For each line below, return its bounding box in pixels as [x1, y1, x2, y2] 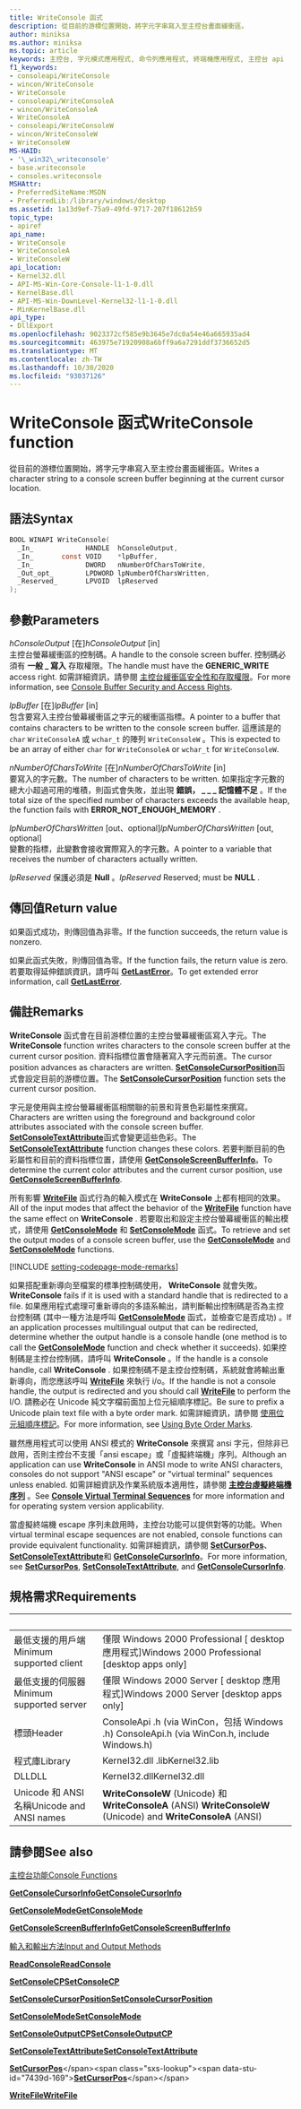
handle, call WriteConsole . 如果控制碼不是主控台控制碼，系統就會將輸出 [9, 1364, 278, 1375]
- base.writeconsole [9, 163, 87, 172]
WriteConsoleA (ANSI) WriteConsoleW [102, 1799, 271, 1811]
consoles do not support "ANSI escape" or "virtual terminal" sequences [9, 1468, 273, 1479]
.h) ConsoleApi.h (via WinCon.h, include [102, 1727, 271, 1740]
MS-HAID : [9, 146, 42, 155]
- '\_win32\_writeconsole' [9, 154, 110, 164]
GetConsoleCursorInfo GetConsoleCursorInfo [9, 1888, 182, 1898]
